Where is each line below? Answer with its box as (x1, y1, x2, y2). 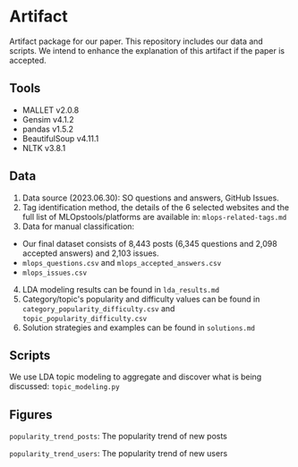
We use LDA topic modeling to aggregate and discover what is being (9, 371, 262, 382)
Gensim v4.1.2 (21, 114, 74, 124)
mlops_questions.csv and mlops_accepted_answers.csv (21, 257, 222, 267)
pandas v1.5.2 (21, 123, 74, 134)
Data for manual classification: (21, 221, 135, 232)
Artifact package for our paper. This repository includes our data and (9, 36, 264, 47)
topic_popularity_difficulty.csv (21, 314, 148, 323)
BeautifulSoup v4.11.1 (21, 132, 99, 144)
